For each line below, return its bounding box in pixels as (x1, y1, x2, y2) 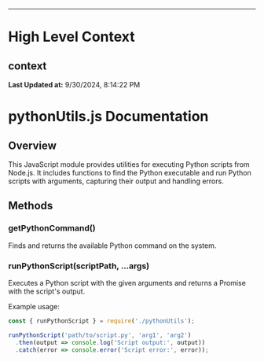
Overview (8, 139, 57, 152)
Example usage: (8, 301, 60, 311)
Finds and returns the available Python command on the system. (8, 241, 217, 250)
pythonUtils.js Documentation (8, 108, 209, 126)
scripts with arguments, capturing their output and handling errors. (8, 176, 224, 186)
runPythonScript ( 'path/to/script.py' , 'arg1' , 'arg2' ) (8, 331, 192, 339)
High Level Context (8, 28, 135, 46)
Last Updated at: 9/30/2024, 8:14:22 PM (8, 80, 141, 89)
